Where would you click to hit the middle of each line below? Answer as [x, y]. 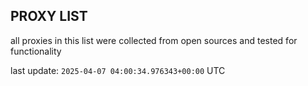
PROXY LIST [49, 16]
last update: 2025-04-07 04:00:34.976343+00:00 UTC [118, 70]
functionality [36, 51]
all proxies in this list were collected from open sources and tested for [154, 40]
